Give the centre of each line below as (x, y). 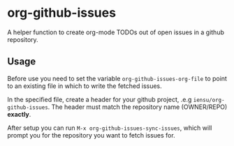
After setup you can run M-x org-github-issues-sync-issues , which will (110, 128)
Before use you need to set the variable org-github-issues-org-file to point (117, 78)
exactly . (19, 114)
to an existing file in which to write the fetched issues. (85, 86)
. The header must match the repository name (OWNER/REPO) (138, 107)
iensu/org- (209, 100)
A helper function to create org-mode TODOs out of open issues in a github (116, 32)
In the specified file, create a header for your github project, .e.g (100, 99)
